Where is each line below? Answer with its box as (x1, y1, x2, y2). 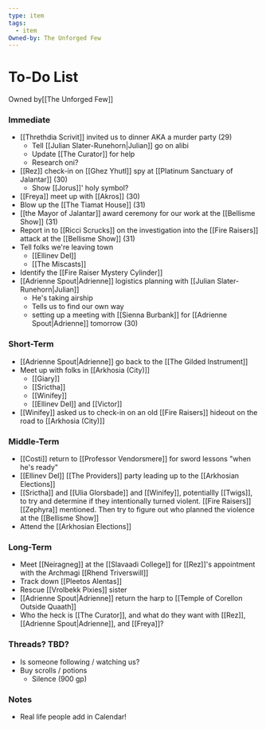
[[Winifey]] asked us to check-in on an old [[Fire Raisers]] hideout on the (19, 407, 258, 417)
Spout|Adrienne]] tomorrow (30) (31, 319, 139, 328)
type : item (8, 11, 45, 20)
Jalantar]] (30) (19, 174, 68, 184)
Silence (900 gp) (31, 674, 88, 684)
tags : (8, 19, 26, 27)
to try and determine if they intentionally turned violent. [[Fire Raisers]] (19, 496, 252, 506)
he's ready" (19, 463, 58, 472)
